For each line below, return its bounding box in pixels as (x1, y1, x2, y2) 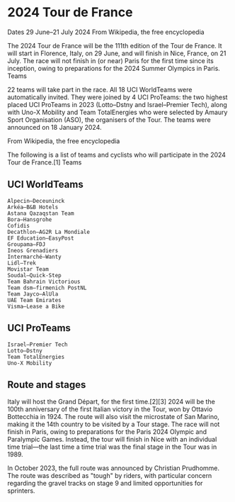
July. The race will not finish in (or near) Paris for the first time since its (7, 56, 214, 65)
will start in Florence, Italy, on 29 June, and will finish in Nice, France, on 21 (7, 49, 227, 57)
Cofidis (7, 222, 30, 229)
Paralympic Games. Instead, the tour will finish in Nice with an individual (7, 435, 217, 444)
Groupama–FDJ (7, 240, 46, 248)
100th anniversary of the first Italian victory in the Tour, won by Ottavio (7, 405, 213, 413)
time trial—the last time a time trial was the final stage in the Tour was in (7, 442, 217, 451)
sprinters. (7, 486, 35, 495)
